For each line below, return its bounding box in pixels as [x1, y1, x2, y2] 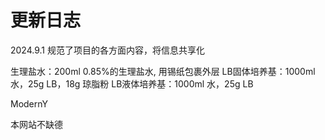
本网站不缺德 [10, 118, 63, 130]
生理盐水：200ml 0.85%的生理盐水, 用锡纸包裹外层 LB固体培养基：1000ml [10, 65, 316, 77]
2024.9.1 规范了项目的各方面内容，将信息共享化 [10, 44, 205, 56]
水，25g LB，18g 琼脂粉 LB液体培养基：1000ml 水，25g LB [10, 77, 254, 90]
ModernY [10, 97, 49, 110]
